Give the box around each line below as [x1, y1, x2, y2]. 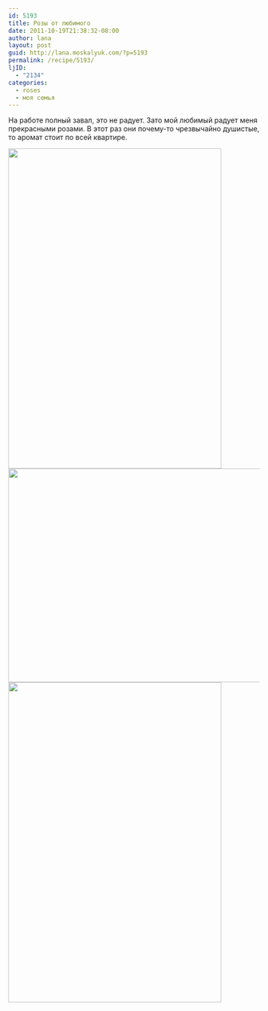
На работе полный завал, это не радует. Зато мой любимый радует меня [8, 115, 258, 125]
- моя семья [15, 94, 56, 102]
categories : [8, 78, 48, 86]
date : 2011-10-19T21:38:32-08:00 [8, 26, 120, 34]
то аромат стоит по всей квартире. [8, 133, 128, 142]
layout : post [8, 42, 52, 50]
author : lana [8, 34, 52, 42]
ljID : [8, 64, 26, 72]
